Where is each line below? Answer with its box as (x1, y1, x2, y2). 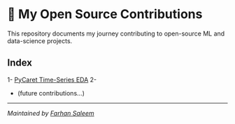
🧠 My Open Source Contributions (7, 6, 203, 22)
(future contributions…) (17, 88, 85, 97)
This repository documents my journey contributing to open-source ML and (7, 29, 225, 38)
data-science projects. (7, 36, 73, 45)
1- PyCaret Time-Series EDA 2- (7, 75, 97, 84)
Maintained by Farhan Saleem (7, 109, 94, 117)
